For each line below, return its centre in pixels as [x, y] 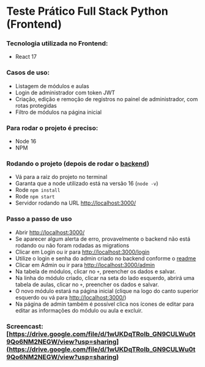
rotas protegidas [36, 105]
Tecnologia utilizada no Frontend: [57, 44]
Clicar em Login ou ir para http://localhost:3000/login [82, 252]
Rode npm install [38, 190]
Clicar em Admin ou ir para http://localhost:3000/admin [85, 265]
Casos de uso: [28, 73]
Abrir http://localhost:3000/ [50, 232]
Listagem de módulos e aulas [52, 86]
